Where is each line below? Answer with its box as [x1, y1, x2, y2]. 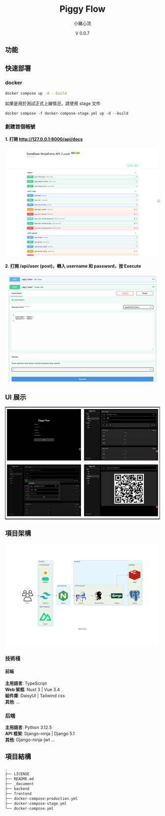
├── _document [5, 781, 34, 786]
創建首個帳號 [5, 123, 36, 130]
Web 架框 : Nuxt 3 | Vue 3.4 [5, 686, 60, 692]
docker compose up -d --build [5, 91, 67, 96]
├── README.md [5, 776, 34, 782]
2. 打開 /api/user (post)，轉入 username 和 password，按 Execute [5, 263, 141, 269]
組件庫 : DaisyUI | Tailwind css [5, 692, 65, 698]
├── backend [5, 786, 29, 791]
